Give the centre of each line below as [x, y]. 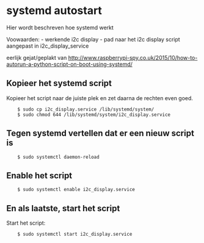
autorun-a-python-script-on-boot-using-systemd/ [70, 64]
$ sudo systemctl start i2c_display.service [75, 234]
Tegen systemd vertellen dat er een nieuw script [100, 133]
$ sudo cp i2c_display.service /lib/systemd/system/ [86, 109]
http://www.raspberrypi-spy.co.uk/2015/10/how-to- [133, 57]
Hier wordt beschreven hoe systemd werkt [60, 27]
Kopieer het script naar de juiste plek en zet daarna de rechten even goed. [100, 98]
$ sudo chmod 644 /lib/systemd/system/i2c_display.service [94, 114]
